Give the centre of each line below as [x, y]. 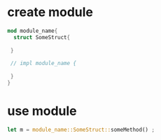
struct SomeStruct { [42, 37]
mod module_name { [33, 31]
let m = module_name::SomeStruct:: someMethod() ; [81, 129]
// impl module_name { [43, 64]
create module [50, 12]
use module [42, 111]
